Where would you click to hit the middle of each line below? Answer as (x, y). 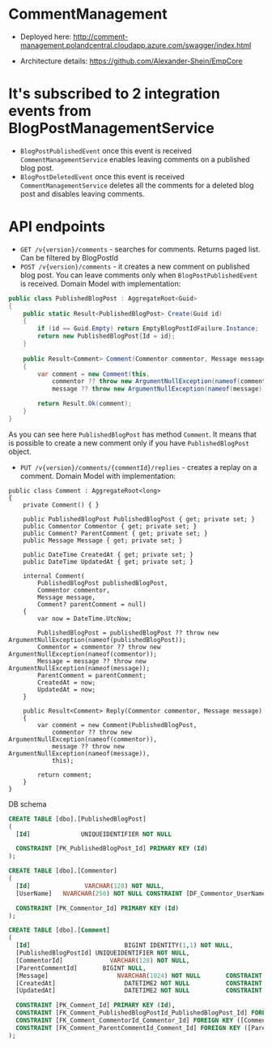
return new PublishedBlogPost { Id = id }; (106, 336)
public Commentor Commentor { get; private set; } (110, 526)
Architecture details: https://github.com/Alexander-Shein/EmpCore (131, 61)
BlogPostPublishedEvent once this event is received (106, 150)
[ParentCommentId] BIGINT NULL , (81, 968)
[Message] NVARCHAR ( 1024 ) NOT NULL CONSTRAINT (139, 976)
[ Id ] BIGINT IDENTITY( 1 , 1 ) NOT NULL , (124, 946)
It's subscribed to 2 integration (114, 94)
